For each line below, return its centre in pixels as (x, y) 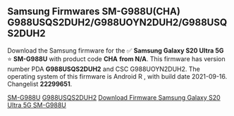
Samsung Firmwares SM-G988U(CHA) (94, 12)
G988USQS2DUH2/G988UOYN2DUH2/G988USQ (117, 23)
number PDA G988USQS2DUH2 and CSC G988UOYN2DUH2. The (104, 69)
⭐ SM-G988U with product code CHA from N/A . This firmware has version (116, 58)
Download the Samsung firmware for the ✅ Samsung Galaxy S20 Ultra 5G (116, 50)
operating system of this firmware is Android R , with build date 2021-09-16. (117, 76)
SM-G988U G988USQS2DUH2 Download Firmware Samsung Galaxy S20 (114, 97)
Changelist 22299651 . (40, 84)
